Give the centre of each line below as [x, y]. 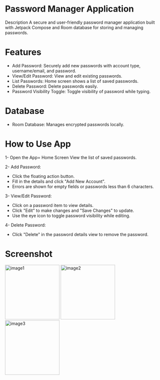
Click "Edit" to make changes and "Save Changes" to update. [73, 210]
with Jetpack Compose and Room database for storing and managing [74, 27]
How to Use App [38, 144]
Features [23, 52]
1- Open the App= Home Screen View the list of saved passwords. [71, 157]
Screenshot [29, 254]
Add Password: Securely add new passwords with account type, [76, 65]
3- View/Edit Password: [29, 196]
